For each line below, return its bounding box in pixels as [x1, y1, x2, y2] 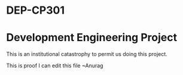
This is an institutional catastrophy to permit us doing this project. [6, 51, 167, 58]
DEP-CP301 [6, 4, 65, 17]
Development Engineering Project [6, 31, 178, 45]
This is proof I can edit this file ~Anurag [6, 62, 103, 69]
